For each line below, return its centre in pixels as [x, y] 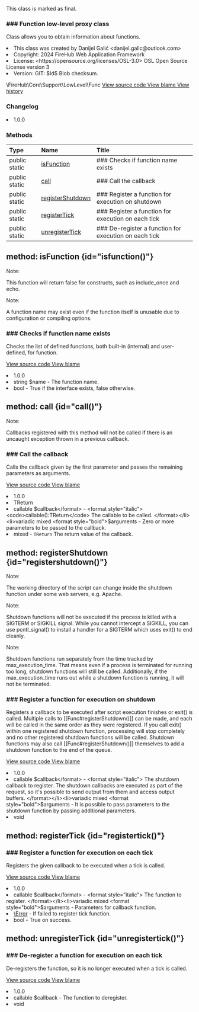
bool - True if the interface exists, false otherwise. [75, 388]
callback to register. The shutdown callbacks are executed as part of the [94, 786]
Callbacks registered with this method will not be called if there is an [89, 433]
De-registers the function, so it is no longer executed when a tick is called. [97, 968]
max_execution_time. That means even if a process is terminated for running [99, 665]
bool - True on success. [43, 920]
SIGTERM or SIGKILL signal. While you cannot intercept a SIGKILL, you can [97, 623]
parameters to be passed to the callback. [56, 528]
